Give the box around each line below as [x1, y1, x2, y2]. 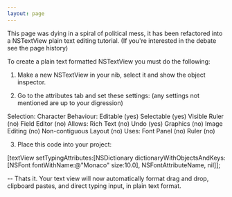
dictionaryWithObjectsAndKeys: [134, 153, 226, 162]
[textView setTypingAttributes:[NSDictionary [7, 153, 134, 162]
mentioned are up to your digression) [17, 98, 123, 107]
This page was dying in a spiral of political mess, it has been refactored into [7, 29, 223, 37]
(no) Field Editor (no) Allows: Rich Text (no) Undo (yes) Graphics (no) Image [7, 119, 223, 128]
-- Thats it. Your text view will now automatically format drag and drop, [7, 174, 209, 182]
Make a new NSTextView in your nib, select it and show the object [17, 71, 206, 79]
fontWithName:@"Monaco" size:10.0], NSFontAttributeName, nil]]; [32, 160, 221, 169]
